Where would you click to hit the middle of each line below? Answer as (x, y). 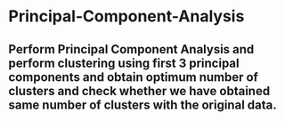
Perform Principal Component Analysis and (131, 49)
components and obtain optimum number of (134, 77)
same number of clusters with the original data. (142, 105)
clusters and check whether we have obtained (139, 91)
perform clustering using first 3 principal (124, 63)
